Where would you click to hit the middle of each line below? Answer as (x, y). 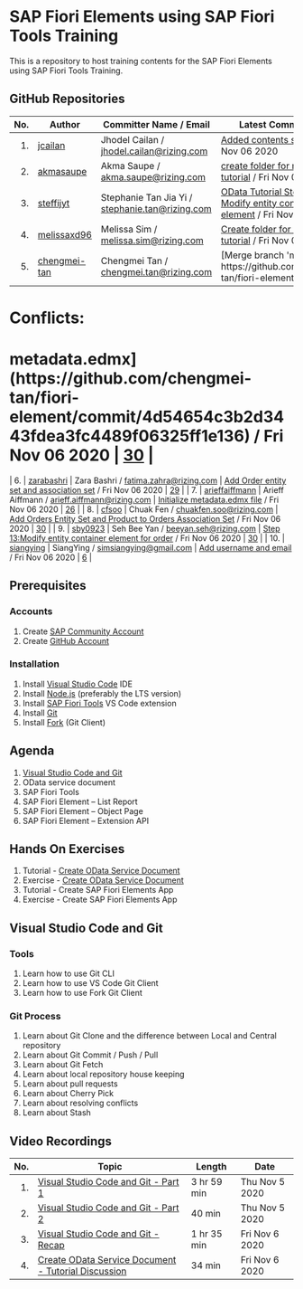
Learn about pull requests (70, 1084)
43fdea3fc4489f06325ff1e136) (130, 436)
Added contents (254, 139)
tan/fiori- (44, 398)
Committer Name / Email (156, 124)
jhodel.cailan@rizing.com (154, 151)
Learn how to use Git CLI (69, 973)
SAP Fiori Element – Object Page (83, 810)
